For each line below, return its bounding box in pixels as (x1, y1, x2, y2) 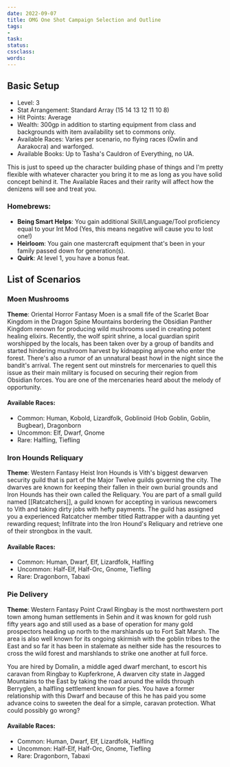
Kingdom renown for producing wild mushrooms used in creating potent (7, 324, 211, 333)
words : (7, 55, 26, 62)
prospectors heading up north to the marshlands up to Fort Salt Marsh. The (7, 627, 220, 635)
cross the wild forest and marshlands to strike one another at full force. (7, 649, 208, 657)
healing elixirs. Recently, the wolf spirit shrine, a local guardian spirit (7, 332, 200, 340)
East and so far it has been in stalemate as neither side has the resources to (7, 641, 222, 650)
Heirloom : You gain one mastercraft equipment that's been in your (16, 239, 205, 247)
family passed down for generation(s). (16, 247, 126, 255)
